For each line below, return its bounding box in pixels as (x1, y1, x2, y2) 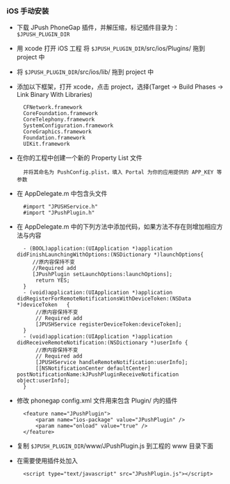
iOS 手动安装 (6, 6, 49, 15)
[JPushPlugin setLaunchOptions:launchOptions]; (32, 271, 173, 278)
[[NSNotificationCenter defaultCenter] (35, 365, 151, 372)
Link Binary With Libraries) (16, 91, 93, 99)
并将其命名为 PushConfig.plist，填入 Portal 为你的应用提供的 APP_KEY (23, 169, 214, 176)
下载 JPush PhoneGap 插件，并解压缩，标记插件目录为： (16, 23, 180, 32)
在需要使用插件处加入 (16, 457, 78, 465)
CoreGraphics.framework (23, 128, 92, 135)
